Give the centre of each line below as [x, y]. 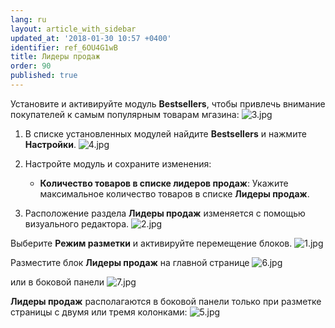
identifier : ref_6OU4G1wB [64, 47]
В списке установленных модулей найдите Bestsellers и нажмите [165, 133]
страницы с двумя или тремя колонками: [99, 312]
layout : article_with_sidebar [73, 29]
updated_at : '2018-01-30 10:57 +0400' [91, 38]
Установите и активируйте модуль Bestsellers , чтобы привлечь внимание [168, 103]
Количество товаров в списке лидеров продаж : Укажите [164, 183]
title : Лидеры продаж [55, 57]
